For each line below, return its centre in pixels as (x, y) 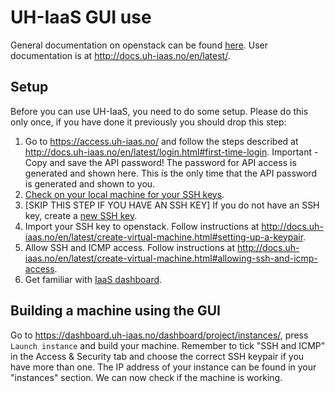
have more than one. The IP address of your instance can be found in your (163, 367)
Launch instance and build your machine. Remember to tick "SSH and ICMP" (168, 345)
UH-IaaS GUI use (81, 17)
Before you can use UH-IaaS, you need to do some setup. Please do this (159, 111)
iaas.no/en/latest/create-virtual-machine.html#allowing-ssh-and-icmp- (171, 258)
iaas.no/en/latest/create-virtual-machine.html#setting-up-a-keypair (164, 237)
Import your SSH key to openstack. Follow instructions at (142, 226)
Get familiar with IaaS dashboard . (93, 279)
